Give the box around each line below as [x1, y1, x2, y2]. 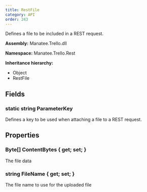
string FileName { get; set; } [5, 170, 75, 177]
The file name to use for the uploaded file [5, 182, 92, 188]
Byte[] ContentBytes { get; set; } [5, 146, 87, 153]
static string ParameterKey [5, 105, 73, 112]
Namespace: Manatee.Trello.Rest [5, 50, 76, 56]
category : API [5, 12, 35, 17]
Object [12, 70, 27, 76]
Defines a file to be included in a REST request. [5, 31, 104, 37]
